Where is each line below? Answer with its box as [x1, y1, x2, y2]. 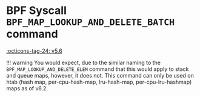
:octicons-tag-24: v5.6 [6, 47, 62, 55]
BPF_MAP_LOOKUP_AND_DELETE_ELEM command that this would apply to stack [6, 65, 189, 73]
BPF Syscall [6, 4, 67, 18]
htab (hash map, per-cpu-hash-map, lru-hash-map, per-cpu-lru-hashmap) [6, 78, 192, 85]
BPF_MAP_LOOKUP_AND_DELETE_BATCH [6, 16, 175, 28]
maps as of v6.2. [6, 84, 48, 92]
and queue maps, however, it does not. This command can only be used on [6, 72, 194, 79]
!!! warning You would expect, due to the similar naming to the [6, 59, 161, 66]
